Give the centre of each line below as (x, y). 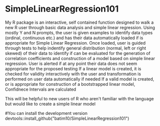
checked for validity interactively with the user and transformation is (73, 74)
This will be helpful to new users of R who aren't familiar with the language (80, 98)
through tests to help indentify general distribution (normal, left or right (76, 48)
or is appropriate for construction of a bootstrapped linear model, (70, 84)
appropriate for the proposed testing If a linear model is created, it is (73, 68)
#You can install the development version (46, 113)
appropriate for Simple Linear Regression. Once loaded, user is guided (75, 43)
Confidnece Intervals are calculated (41, 89)
